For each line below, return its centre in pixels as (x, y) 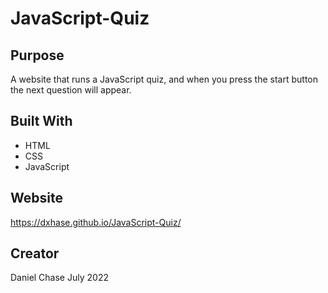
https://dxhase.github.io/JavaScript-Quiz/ (96, 222)
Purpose (37, 55)
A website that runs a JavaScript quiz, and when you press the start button (164, 79)
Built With (41, 121)
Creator (35, 253)
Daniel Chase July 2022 (59, 278)
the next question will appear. (71, 90)
